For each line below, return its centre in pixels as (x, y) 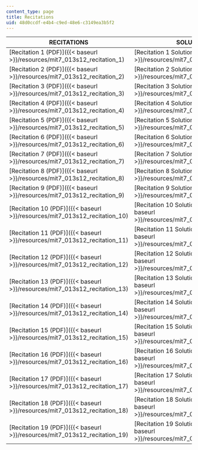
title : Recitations (30, 17)
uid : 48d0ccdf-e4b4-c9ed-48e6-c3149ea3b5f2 (60, 22)
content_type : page (30, 12)
